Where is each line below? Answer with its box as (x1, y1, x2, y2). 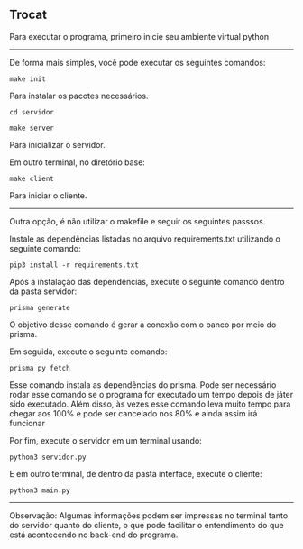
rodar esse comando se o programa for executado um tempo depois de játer (9, 389, 294, 399)
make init (9, 74, 47, 84)
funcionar (9, 417, 45, 428)
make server (9, 124, 54, 133)
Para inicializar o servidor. (9, 139, 106, 150)
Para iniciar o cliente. (9, 189, 87, 201)
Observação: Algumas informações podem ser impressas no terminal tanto (9, 509, 289, 521)
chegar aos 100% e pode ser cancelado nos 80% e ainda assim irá (9, 407, 258, 418)
